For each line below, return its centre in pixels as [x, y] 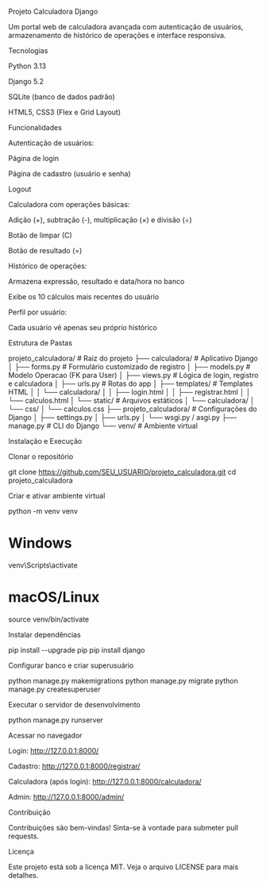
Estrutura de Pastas [40, 343]
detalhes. [23, 875]
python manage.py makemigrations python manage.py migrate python [123, 680]
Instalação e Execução [45, 441]
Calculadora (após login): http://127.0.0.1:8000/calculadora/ [105, 781]
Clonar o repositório [41, 456]
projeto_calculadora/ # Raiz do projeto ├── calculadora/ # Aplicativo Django [133, 358]
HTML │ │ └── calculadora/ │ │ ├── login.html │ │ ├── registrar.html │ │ [130, 392]
